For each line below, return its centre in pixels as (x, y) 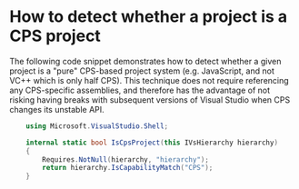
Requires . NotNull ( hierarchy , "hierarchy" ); (125, 159)
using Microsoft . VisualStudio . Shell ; (97, 126)
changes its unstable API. (57, 109)
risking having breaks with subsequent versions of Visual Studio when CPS (150, 99)
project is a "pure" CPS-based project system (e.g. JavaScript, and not (142, 71)
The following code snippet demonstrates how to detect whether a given (145, 61)
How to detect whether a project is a (149, 17)
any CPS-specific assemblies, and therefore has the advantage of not (140, 90)
